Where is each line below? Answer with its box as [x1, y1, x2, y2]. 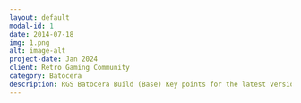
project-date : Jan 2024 [9, 55, 99, 64]
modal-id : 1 [9, 21, 54, 30]
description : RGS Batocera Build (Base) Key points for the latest [9, 80, 267, 89]
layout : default [9, 13, 70, 22]
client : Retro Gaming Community [9, 64, 130, 73]
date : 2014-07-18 [9, 30, 74, 39]
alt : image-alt [9, 47, 66, 56]
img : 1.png [9, 38, 50, 47]
